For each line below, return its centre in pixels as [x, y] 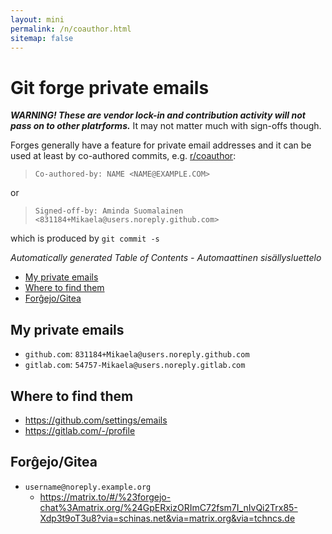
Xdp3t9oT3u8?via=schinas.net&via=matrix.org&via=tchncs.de [167, 518]
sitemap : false [42, 38]
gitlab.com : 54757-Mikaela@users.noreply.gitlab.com [135, 365]
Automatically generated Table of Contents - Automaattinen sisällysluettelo [166, 258]
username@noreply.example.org [88, 487]
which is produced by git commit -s [85, 238]
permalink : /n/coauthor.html [71, 29]
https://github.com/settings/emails [96, 420]
